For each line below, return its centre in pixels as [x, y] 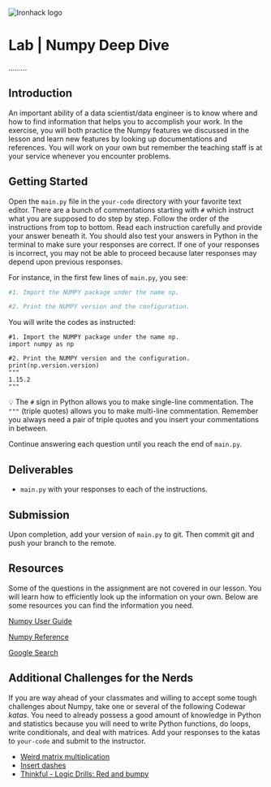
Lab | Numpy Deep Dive [89, 45]
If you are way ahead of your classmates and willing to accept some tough [133, 698]
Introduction [41, 93]
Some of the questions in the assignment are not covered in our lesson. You [135, 588]
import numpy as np [41, 344]
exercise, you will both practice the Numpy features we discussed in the [129, 130]
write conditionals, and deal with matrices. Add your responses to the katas [135, 732]
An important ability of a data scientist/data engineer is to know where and [133, 113]
